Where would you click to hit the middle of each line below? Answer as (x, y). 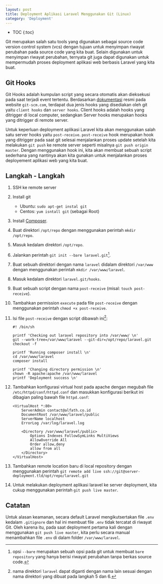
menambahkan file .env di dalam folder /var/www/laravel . (63, 538)
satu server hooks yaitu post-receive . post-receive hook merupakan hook (80, 135)
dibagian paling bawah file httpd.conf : (51, 397)
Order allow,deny (47, 444)
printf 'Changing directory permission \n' (57, 370)
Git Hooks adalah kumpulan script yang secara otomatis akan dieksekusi (78, 95)
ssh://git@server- (122, 472)
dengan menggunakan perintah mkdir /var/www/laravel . (69, 269)
